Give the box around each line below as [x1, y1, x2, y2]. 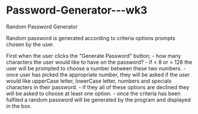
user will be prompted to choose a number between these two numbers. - [6, 64, 186, 71]
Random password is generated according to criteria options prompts [6, 34, 176, 41]
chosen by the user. [6, 41, 54, 48]
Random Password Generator [6, 23, 78, 30]
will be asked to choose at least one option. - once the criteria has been [6, 90, 181, 97]
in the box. [6, 102, 32, 109]
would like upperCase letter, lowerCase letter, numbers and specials [6, 77, 172, 84]
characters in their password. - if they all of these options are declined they [6, 83, 190, 90]
